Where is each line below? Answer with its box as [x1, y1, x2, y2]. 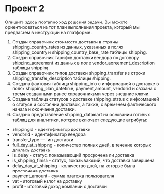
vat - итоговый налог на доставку [12, 178, 82, 184]
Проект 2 [5, 3, 45, 14]
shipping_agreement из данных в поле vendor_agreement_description [12, 60, 155, 65]
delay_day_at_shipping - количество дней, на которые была [12, 162, 136, 169]
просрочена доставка [12, 168, 58, 173]
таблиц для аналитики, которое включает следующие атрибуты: [12, 117, 148, 123]
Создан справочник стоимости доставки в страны [12, 39, 118, 44]
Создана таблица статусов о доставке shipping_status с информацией [12, 96, 159, 102]
